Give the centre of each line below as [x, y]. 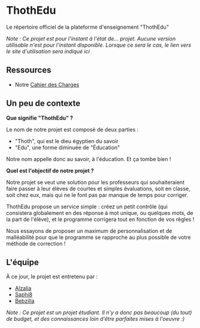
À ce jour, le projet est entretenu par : [52, 277]
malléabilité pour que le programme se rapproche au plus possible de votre [99, 237]
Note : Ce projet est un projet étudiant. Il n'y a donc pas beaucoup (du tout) [99, 312]
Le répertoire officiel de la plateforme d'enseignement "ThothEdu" [87, 27]
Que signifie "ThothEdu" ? [40, 118]
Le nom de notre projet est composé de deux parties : [73, 129]
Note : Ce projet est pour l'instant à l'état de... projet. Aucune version [91, 38]
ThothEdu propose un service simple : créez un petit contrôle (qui [87, 206]
